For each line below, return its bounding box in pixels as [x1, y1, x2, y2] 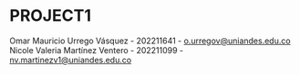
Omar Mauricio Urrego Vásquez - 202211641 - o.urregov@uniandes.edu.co [9, 35, 291, 46]
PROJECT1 [9, 5, 91, 26]
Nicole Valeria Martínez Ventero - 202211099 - [9, 44, 184, 55]
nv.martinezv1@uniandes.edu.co [9, 54, 132, 65]
